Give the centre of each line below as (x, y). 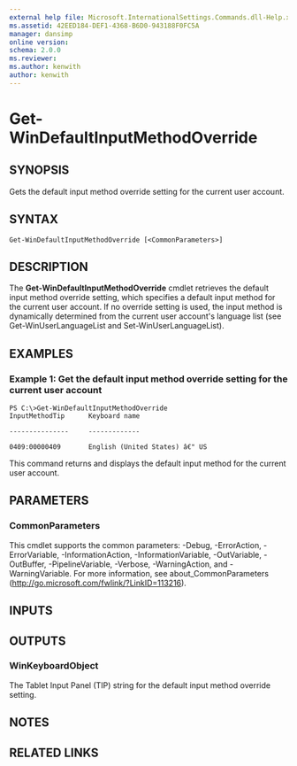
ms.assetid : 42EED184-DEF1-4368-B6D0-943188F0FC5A (104, 26)
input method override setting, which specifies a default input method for (142, 298)
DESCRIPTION (49, 267)
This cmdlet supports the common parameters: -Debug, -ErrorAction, (136, 545)
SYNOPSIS (39, 170)
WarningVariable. (41, 573)
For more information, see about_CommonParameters (171, 573)
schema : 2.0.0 (35, 50)
